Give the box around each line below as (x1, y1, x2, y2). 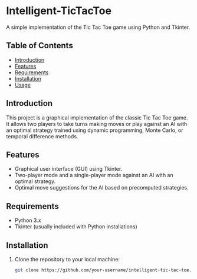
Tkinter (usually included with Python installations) (14, 223, 137, 230)
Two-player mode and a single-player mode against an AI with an (14, 172, 173, 179)
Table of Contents (6, 41, 74, 51)
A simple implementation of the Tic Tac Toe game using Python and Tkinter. (6, 24, 191, 31)
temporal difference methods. (6, 132, 78, 139)
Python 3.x (14, 217, 41, 224)
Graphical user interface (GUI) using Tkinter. (14, 165, 123, 172)
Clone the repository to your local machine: (14, 256, 120, 263)
